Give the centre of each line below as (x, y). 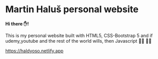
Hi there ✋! (17, 23)
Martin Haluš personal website (72, 9)
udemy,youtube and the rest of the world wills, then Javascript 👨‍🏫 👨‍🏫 (78, 41)
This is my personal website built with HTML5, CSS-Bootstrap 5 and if (79, 35)
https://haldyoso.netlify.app (34, 51)
